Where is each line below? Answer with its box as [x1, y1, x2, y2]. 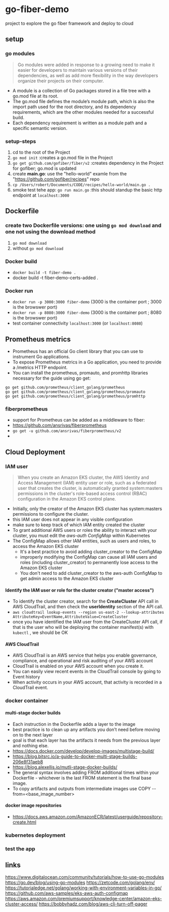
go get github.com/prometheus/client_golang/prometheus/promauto [5, 389, 145, 395]
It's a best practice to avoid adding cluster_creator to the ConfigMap [20, 549, 162, 555]
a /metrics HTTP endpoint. [12, 364, 68, 371]
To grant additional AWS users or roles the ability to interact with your [12, 527, 157, 533]
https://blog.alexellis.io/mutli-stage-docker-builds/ [12, 764, 118, 770]
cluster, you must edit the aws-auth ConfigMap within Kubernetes [12, 532, 150, 538]
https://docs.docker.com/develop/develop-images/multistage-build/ [12, 748, 155, 754]
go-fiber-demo [5, 4, 69, 15]
